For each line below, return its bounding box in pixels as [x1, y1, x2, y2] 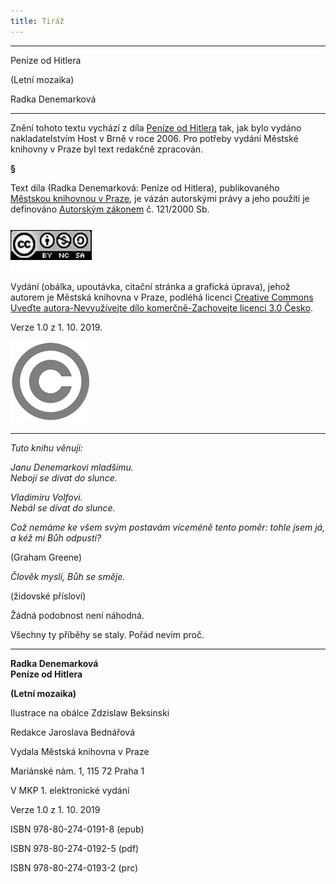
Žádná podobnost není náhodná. [10, 609, 145, 621]
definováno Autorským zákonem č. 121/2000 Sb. [10, 203, 210, 215]
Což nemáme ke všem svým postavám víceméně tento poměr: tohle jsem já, [10, 521, 326, 533]
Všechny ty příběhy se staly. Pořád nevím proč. [10, 628, 205, 640]
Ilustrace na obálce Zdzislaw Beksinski [10, 706, 170, 719]
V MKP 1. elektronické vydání [10, 784, 130, 796]
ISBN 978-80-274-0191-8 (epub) [10, 823, 145, 835]
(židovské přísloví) [10, 590, 87, 602]
